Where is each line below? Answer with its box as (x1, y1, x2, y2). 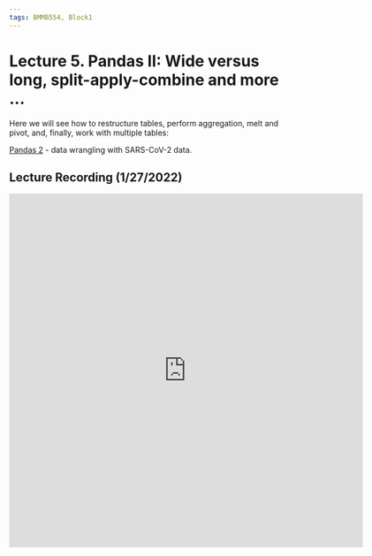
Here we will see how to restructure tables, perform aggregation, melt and (9, 118, 279, 128)
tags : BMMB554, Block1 (9, 12, 93, 22)
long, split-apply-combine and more (9, 70, 279, 89)
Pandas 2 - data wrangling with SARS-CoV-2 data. (9, 144, 193, 155)
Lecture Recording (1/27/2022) (9, 170, 183, 185)
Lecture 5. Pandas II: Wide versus (9, 50, 260, 71)
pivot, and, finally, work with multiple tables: (9, 127, 170, 138)
